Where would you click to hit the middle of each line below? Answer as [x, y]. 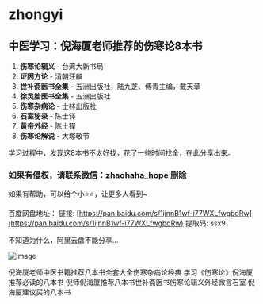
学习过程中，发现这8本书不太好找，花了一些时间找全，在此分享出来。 [122, 153]
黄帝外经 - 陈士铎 [48, 126]
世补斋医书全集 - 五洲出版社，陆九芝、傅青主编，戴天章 [110, 86]
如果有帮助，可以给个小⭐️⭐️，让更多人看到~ [78, 194]
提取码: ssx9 [205, 223]
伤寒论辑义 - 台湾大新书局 [62, 66]
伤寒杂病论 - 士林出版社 [58, 106]
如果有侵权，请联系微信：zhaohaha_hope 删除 [97, 175]
